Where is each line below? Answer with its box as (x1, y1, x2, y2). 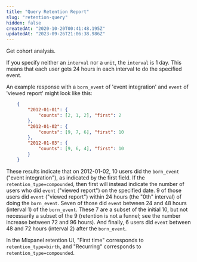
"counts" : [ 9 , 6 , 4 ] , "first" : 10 (38, 146, 124, 152)
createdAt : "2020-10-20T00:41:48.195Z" (6, 25, 106, 32)
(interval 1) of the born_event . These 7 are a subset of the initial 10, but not (6, 206, 188, 213)
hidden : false (6, 20, 42, 26)
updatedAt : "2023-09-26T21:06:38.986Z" (6, 31, 106, 37)
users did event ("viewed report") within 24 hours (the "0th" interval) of (6, 193, 182, 200)
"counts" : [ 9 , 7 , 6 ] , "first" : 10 (38, 129, 124, 135)
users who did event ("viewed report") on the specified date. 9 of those (6, 187, 182, 194)
